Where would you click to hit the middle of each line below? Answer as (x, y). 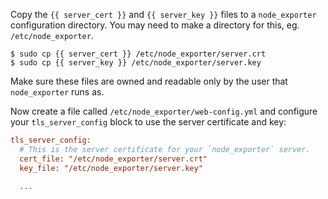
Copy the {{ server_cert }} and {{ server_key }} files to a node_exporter (163, 14)
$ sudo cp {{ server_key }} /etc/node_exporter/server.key (136, 63)
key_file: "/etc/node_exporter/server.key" (111, 168)
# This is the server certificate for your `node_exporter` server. (165, 149)
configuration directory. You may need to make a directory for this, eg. (155, 25)
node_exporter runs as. (57, 92)
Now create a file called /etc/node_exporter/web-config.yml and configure (164, 111)
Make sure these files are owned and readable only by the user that (149, 81)
